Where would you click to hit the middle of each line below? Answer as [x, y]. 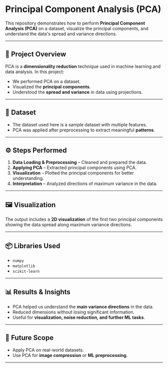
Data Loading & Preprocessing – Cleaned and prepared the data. [80, 162]
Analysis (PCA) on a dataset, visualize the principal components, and [77, 28]
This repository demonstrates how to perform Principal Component [75, 23]
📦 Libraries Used [33, 246]
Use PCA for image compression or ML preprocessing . [70, 355]
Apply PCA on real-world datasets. [48, 350]
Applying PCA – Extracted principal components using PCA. [74, 168]
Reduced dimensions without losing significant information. [73, 312]
